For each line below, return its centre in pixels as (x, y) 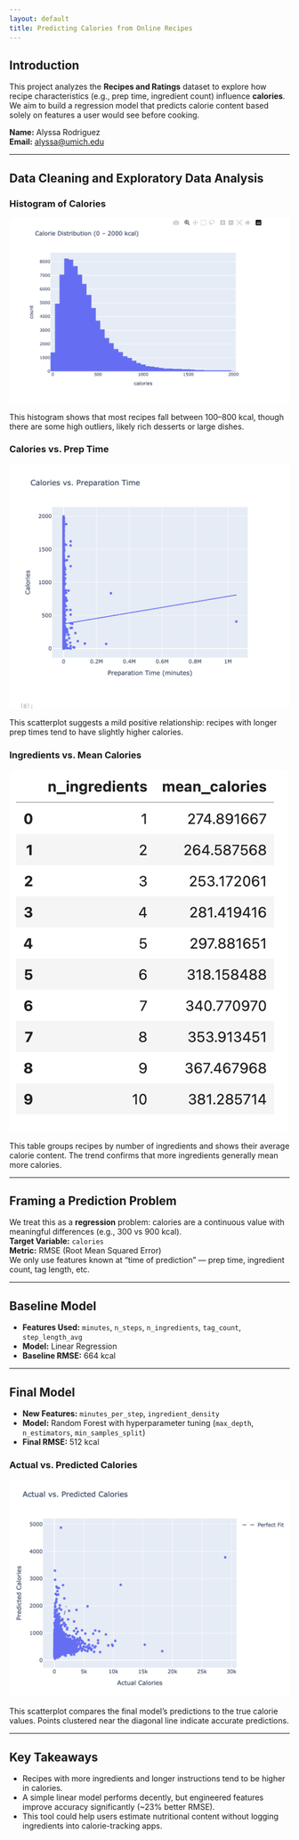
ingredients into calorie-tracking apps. (92, 1826)
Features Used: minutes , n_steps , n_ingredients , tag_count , (132, 1327)
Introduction (44, 65)
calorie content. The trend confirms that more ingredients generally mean (144, 1155)
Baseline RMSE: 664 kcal (69, 1356)
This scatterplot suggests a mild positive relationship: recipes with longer (143, 723)
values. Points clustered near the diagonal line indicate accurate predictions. (149, 1721)
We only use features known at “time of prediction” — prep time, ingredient (147, 1260)
